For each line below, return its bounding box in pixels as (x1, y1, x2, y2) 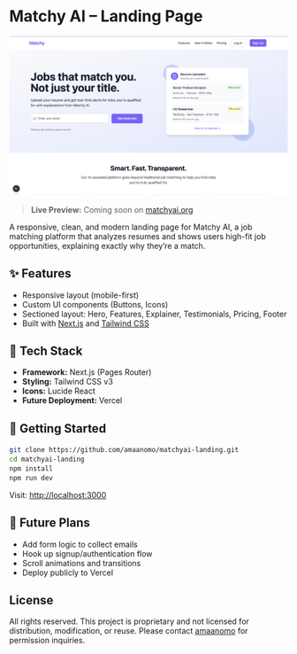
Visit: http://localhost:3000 (9, 489, 107, 500)
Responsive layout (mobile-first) (21, 290, 140, 300)
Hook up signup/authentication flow (21, 548, 153, 559)
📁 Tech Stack (9, 344, 83, 359)
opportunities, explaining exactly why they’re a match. (9, 240, 206, 251)
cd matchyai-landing (9, 455, 86, 464)
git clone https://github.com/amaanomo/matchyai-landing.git (9, 446, 240, 455)
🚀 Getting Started (9, 421, 107, 436)
